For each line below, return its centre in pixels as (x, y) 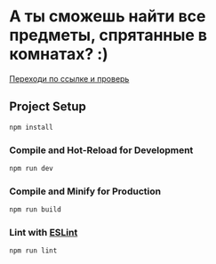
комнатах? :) (59, 54)
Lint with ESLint (44, 232)
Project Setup (48, 107)
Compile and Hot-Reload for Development (101, 150)
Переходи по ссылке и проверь (69, 78)
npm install (31, 127)
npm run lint (33, 251)
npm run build (36, 210)
